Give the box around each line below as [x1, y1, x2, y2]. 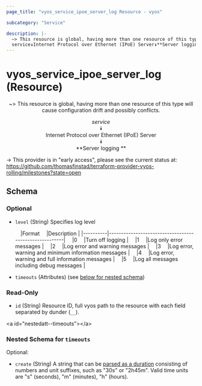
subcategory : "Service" [6, 19, 66, 26]
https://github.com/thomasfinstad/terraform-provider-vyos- [6, 163, 155, 170]
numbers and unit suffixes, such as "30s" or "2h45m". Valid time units [14, 367, 188, 374]
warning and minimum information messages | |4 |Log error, [14, 249, 175, 256]
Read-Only [6, 288, 39, 296]
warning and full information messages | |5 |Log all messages [14, 255, 179, 262]
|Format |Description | [20, 230, 80, 237]
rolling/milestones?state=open [6, 169, 82, 176]
